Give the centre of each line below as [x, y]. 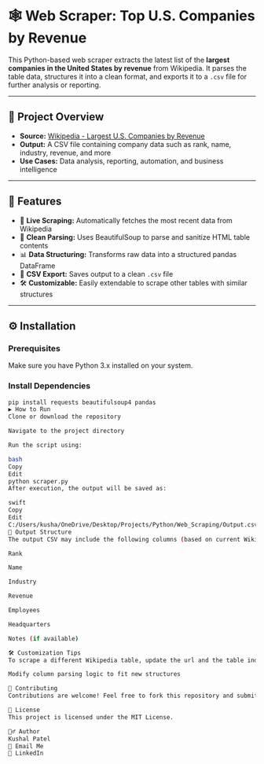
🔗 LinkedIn [26, 753]
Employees [24, 611]
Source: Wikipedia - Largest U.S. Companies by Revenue [112, 136]
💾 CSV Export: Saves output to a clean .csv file [96, 274]
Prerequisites [34, 348]
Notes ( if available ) [44, 638]
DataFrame [37, 266]
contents [34, 245]
